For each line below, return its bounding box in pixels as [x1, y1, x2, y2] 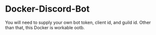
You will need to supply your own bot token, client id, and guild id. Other [5, 19, 151, 25]
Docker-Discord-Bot [5, 3, 90, 15]
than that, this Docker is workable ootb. [5, 24, 85, 30]
